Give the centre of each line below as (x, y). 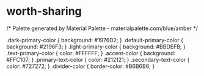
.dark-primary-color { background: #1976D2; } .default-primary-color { (95, 40)
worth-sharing (44, 11)
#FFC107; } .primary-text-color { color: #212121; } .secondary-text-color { (98, 59)
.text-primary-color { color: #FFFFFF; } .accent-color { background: (91, 53)
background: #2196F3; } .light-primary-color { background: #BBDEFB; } (96, 47)
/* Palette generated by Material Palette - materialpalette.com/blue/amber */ (102, 28)
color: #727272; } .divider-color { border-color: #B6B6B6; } (81, 66)
